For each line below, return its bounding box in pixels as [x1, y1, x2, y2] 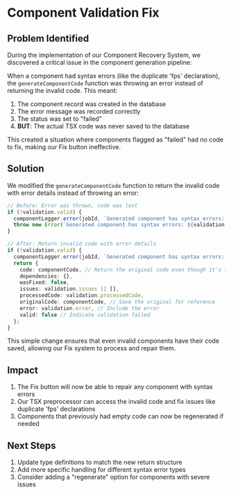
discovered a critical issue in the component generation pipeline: [7, 58, 192, 67]
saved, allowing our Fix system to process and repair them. [7, 344, 176, 352]
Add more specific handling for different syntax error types [17, 466, 186, 474]
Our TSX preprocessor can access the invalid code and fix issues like [17, 398, 216, 406]
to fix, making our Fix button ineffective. [7, 143, 121, 151]
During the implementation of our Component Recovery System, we [7, 51, 201, 59]
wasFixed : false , [19, 279, 70, 286]
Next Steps [7, 439, 56, 452]
